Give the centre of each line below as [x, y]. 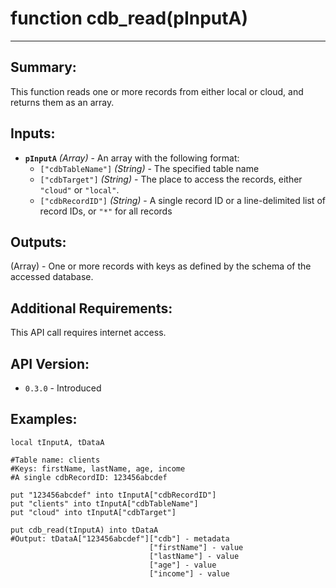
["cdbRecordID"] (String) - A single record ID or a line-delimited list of [182, 200]
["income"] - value [189, 573]
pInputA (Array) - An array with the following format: [132, 158]
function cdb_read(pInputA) [129, 18]
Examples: [44, 419]
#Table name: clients [55, 460]
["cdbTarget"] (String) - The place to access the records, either [171, 179]
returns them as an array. [62, 102]
